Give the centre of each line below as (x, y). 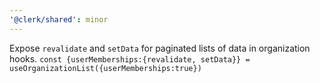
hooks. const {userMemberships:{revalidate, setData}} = (130, 58)
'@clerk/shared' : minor (59, 19)
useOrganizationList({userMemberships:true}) (105, 68)
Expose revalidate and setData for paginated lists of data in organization (160, 48)
